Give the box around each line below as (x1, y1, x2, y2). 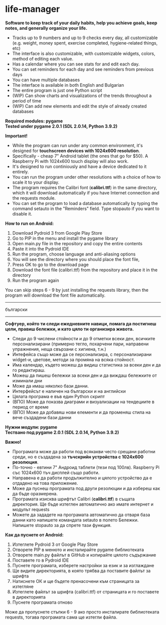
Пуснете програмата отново (12, 599, 73, 605)
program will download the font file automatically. (5, 292, 106, 298)
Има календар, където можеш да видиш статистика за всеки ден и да (12, 362, 161, 367)
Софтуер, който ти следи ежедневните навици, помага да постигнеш (5, 320, 157, 326)
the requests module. (12, 195, 56, 201)
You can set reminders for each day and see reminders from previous (12, 66, 154, 72)
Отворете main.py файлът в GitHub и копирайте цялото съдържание (12, 552, 157, 558)
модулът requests (12, 506, 50, 512)
